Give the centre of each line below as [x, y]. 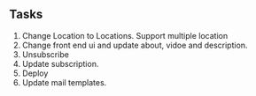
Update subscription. [60, 63]
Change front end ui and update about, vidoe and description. [135, 45]
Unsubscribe [45, 54]
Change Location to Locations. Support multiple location [125, 35]
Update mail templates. [64, 82]
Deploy [35, 73]
